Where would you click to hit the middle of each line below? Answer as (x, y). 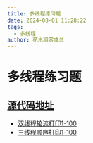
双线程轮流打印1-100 (47, 123)
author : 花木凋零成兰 (36, 40)
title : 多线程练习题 (34, 14)
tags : (15, 27)
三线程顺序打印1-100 (47, 132)
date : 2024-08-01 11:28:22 (47, 20)
